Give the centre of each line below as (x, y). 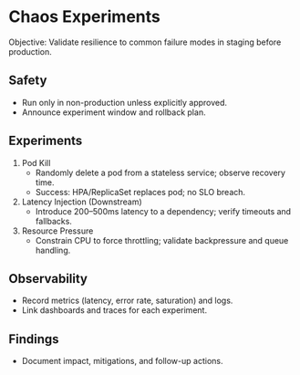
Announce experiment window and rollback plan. (114, 112)
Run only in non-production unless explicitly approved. (124, 102)
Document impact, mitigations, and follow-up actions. (122, 361)
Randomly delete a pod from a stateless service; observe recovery (160, 172)
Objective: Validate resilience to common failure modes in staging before (145, 42)
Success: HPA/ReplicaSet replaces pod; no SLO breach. (140, 192)
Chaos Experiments (84, 17)
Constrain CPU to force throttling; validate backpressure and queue (162, 240)
